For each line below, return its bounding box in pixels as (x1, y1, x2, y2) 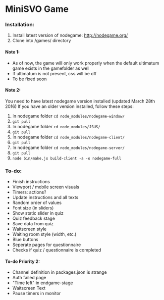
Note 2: (5, 87, 21, 93)
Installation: (5, 21, 35, 28)
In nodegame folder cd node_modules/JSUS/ (12, 123, 101, 129)
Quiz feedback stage (12, 215, 55, 221)
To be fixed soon (12, 76, 47, 82)
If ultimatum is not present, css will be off (12, 70, 97, 76)
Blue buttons (12, 237, 39, 243)
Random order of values (12, 200, 62, 206)
